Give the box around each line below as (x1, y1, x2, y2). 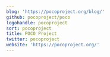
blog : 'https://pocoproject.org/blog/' (6, 8, 105, 15)
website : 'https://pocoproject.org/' (6, 42, 100, 48)
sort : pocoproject (6, 25, 52, 31)
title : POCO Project (6, 31, 58, 37)
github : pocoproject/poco (6, 14, 70, 20)
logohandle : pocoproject (6, 20, 68, 26)
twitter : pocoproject (6, 36, 60, 42)
